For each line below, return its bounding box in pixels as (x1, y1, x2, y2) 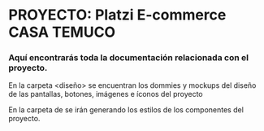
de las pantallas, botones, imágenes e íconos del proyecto (8, 90, 203, 99)
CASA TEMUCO (8, 23, 116, 41)
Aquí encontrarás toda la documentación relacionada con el (8, 52, 249, 63)
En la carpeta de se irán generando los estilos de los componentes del (8, 105, 244, 115)
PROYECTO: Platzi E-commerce (8, 6, 227, 24)
